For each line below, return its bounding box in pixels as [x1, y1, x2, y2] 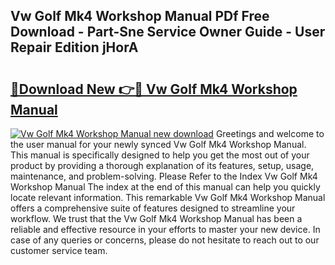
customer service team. [10, 245, 108, 256]
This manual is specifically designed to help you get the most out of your [10, 149, 310, 161]
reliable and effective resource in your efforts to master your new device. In [10, 224, 321, 235]
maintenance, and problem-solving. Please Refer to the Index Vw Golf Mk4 [10, 170, 318, 182]
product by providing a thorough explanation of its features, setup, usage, [10, 160, 315, 171]
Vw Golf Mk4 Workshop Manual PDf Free [10, 8, 270, 25]
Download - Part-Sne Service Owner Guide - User [10, 24, 326, 41]
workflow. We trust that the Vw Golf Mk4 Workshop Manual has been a [10, 213, 303, 224]
